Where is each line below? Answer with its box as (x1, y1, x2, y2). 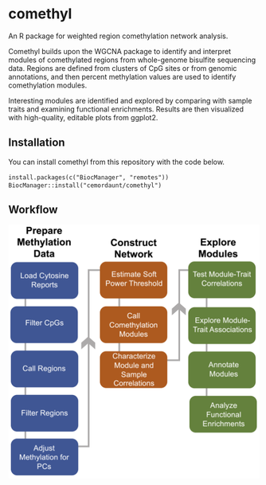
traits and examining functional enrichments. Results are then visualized (8, 104, 244, 114)
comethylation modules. (8, 80, 88, 90)
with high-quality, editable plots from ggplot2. (8, 112, 158, 122)
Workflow (8, 203, 58, 217)
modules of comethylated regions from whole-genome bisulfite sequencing (8, 55, 256, 65)
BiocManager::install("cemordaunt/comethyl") (8, 181, 162, 190)
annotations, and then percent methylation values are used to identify (8, 72, 237, 81)
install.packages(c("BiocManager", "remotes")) (8, 173, 170, 182)
